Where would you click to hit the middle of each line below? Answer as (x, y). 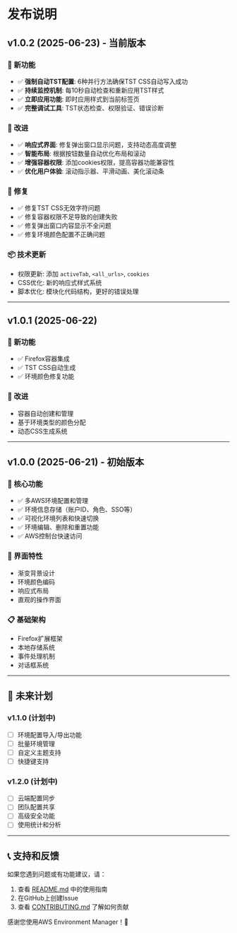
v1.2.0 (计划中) (32, 781)
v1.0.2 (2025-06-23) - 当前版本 (77, 43)
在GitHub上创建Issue (48, 898)
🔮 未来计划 (30, 696)
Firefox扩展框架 (40, 639)
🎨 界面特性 (25, 556)
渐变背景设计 (36, 573)
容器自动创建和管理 (45, 413)
